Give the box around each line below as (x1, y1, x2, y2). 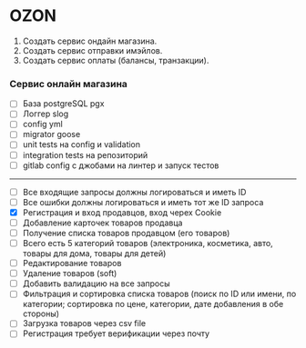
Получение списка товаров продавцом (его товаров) (22, 227, 230, 238)
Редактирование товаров (22, 258, 122, 269)
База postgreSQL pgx (22, 98, 105, 109)
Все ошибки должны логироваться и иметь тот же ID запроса (22, 196, 264, 207)
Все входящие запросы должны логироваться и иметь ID (22, 186, 247, 197)
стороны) (22, 308, 60, 319)
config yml (22, 119, 64, 130)
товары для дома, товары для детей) (22, 248, 167, 259)
